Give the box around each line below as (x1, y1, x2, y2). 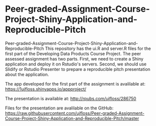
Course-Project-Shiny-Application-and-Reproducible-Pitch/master (5, 115, 139, 121)
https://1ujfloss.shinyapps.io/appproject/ (5, 86, 87, 92)
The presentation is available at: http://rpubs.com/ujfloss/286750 (5, 95, 136, 101)
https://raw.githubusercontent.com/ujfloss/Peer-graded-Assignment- (5, 110, 145, 116)
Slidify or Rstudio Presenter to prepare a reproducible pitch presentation (5, 66, 151, 72)
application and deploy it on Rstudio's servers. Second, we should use (5, 61, 147, 67)
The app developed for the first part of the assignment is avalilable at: (5, 81, 146, 86)
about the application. (5, 71, 49, 77)
